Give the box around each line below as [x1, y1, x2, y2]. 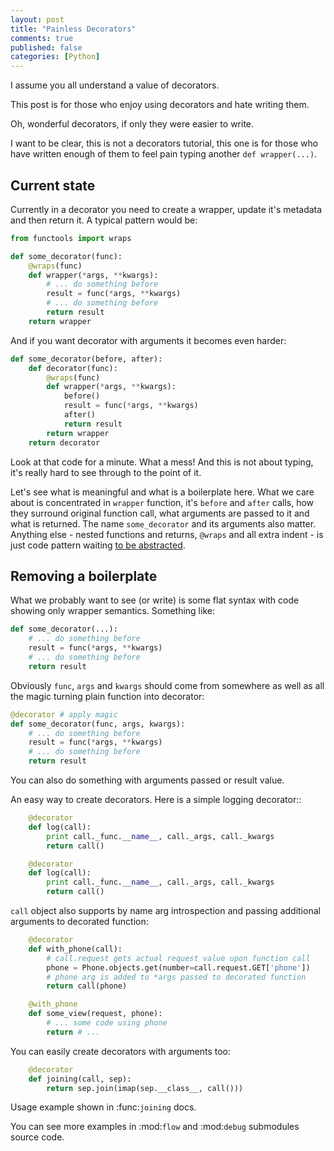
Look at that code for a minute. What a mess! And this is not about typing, [10, 456, 314, 468]
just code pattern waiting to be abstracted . [10, 539, 186, 551]
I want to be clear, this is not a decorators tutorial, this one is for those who [10, 137, 319, 150]
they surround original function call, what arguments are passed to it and [10, 507, 310, 519]
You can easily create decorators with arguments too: [10, 1045, 232, 1057]
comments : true [10, 33, 74, 43]
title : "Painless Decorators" [10, 24, 137, 34]
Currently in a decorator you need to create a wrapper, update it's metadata [10, 203, 323, 215]
